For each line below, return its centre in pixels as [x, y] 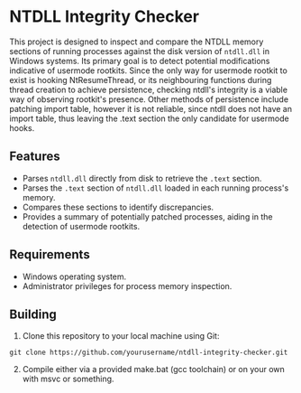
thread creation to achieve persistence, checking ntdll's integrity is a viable [149, 89]
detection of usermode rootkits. [81, 226]
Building [33, 314]
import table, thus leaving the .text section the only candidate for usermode [150, 118]
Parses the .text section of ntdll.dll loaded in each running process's [155, 188]
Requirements [50, 255]
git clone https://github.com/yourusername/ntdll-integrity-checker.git [149, 353]
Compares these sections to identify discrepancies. [118, 207]
